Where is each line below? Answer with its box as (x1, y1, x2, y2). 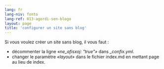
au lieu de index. (11, 59, 45, 65)
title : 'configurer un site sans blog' (4, 26, 87, 31)
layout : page (4, 21, 32, 26)
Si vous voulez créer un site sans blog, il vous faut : (4, 39, 109, 45)
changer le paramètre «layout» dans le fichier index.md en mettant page (11, 54, 160, 60)
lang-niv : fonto (4, 12, 38, 17)
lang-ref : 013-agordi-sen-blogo (4, 16, 71, 21)
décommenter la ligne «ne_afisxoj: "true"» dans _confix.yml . (11, 49, 134, 55)
